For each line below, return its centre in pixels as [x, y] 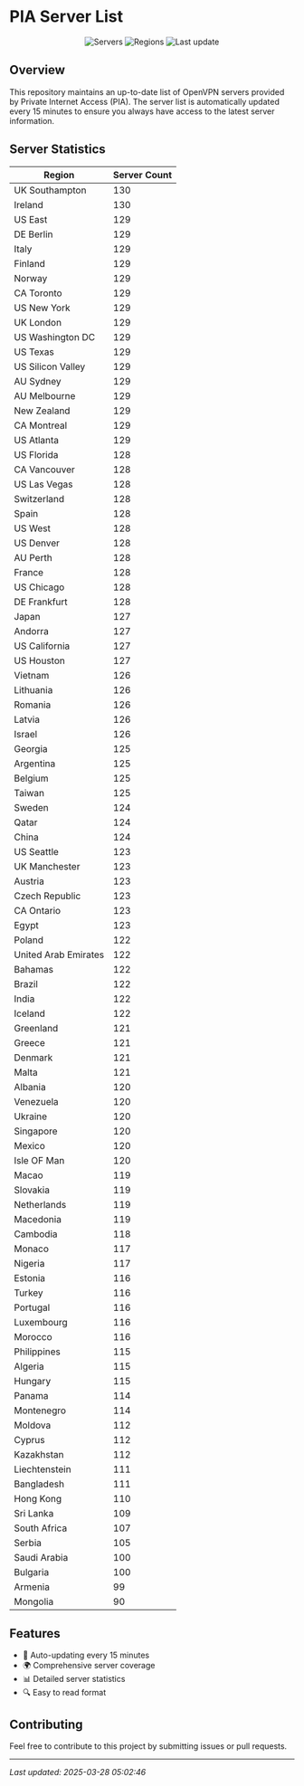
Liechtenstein [43, 1469]
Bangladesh [39, 1484]
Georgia [31, 748]
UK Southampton [50, 190]
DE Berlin [33, 234]
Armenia [32, 1587]
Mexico [29, 1145]
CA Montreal [41, 425]
